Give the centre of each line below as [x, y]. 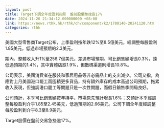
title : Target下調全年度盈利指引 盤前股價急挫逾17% [54, 14]
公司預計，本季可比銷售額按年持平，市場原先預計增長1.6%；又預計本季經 [79, 98]
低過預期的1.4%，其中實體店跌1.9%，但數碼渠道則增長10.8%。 [68, 65]
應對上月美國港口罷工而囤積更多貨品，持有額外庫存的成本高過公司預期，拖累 [82, 82]
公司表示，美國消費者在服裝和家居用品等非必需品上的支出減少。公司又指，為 [82, 75]
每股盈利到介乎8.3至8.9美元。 [35, 110]
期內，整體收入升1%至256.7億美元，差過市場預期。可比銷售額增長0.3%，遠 [81, 59]
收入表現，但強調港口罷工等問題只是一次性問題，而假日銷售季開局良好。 [78, 87]
